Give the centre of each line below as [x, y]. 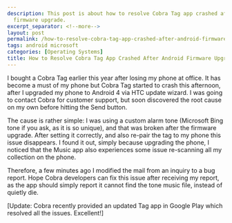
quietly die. [23, 192]
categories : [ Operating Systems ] [55, 52]
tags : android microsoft [43, 45]
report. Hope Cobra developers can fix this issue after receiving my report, [113, 178]
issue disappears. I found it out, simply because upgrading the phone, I [108, 142]
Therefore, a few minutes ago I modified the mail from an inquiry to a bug [111, 170]
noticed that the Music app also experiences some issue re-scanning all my [115, 149]
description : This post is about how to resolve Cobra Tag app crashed [112, 13]
